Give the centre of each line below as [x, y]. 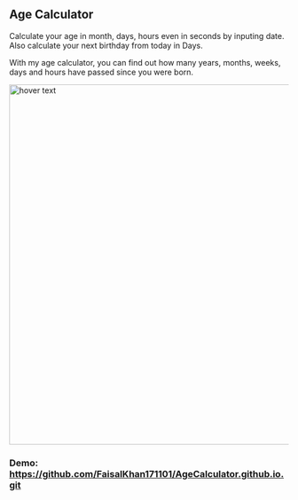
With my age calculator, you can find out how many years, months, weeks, [145, 62]
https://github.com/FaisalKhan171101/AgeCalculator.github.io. [147, 473]
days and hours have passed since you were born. [101, 72]
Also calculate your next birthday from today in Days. [106, 45]
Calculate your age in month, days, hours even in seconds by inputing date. [147, 35]
